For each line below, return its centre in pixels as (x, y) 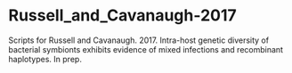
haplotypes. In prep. (45, 59)
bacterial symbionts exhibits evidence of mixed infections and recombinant (146, 49)
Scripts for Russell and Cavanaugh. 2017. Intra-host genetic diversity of (138, 40)
